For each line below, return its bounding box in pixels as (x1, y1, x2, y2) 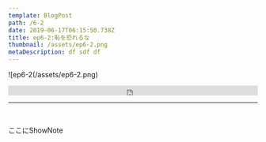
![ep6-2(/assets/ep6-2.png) (8, 70, 99, 79)
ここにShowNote (8, 125, 63, 135)
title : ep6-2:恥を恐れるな (8, 33, 90, 42)
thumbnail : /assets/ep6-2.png (8, 41, 108, 49)
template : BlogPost (8, 11, 73, 20)
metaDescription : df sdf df (8, 48, 101, 56)
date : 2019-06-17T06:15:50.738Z (8, 26, 115, 34)
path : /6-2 (8, 19, 44, 27)
